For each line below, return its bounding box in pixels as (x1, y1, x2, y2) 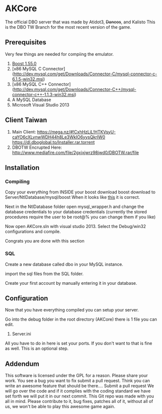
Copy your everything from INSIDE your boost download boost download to (5, 189, 156, 195)
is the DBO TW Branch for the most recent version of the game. (5, 24, 132, 30)
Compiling (5, 178, 30, 185)
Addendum (5, 360, 40, 368)
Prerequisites (5, 38, 46, 47)
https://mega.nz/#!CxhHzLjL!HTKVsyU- (37, 129, 116, 135)
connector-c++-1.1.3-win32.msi (12, 91, 75, 97)
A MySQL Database (12, 97, 52, 103)
